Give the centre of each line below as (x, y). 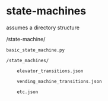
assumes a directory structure (43, 27)
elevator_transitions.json (50, 71)
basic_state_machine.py (36, 50)
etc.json (28, 92)
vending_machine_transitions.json (59, 81)
